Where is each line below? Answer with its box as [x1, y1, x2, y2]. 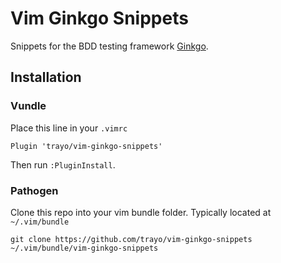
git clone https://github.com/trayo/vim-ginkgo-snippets [10, 234, 253, 244]
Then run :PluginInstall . [10, 158, 116, 171]
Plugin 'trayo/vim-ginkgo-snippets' [10, 141, 163, 151]
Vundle [10, 99, 47, 113]
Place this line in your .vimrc [10, 122, 128, 134]
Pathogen [10, 183, 59, 197]
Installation [10, 69, 82, 86]
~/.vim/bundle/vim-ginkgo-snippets [10, 243, 159, 253]
